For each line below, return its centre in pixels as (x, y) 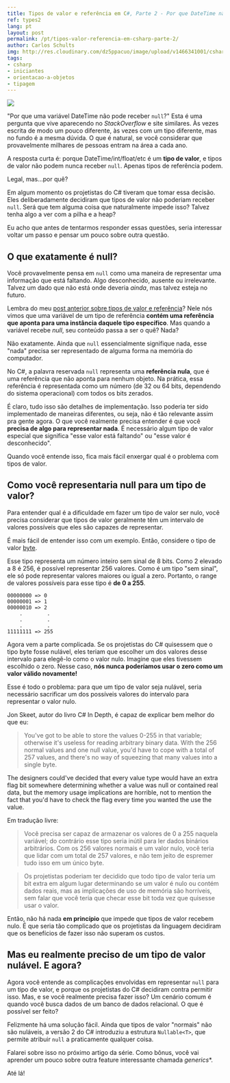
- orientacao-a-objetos (41, 77)
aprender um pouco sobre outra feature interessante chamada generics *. (110, 1060)
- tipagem (21, 84)
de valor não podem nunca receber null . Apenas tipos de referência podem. (115, 166)
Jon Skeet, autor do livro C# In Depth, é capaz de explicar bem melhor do (111, 714)
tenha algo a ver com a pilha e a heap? (62, 214)
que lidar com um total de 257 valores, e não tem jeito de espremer (118, 855)
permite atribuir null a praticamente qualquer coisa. (80, 1039)
